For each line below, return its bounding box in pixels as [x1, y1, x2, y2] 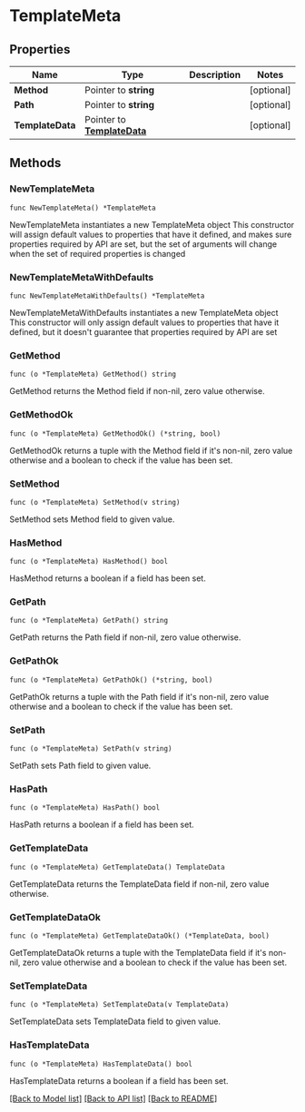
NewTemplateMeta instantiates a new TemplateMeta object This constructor [9, 219, 295, 230]
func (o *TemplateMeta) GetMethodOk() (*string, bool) [9, 428, 221, 438]
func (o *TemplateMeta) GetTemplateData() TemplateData [9, 862, 225, 871]
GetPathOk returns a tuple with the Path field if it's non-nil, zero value [9, 691, 270, 702]
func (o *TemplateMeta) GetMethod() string [9, 369, 177, 379]
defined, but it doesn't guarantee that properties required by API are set [9, 326, 278, 337]
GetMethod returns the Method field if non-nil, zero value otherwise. [9, 386, 265, 397]
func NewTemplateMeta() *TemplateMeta [9, 203, 156, 212]
